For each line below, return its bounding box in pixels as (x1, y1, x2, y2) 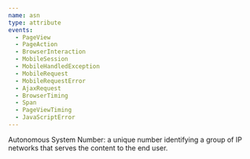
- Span (15, 99, 37, 107)
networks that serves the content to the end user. (8, 143, 168, 153)
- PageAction (15, 41, 58, 49)
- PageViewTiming (15, 107, 72, 114)
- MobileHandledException (15, 63, 101, 70)
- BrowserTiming (15, 92, 68, 99)
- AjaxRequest (15, 84, 61, 92)
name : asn (8, 11, 41, 20)
